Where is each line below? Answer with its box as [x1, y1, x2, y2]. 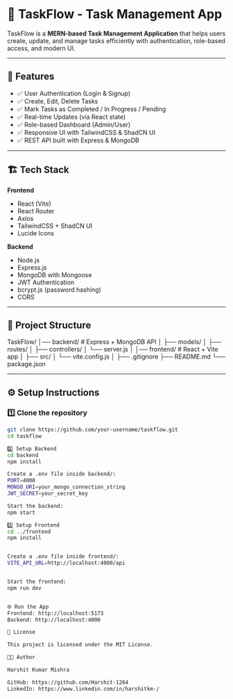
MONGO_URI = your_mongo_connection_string [7, 484, 126, 491]
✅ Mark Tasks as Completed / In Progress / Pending [17, 104, 166, 113]
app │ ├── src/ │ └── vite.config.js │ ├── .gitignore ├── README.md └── [7, 352, 225, 361]
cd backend [7, 452, 39, 459]
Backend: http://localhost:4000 [7, 616, 101, 623]
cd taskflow [7, 432, 42, 440]
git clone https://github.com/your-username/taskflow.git [7, 427, 178, 434]
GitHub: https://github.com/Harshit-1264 [7, 679, 129, 686]
